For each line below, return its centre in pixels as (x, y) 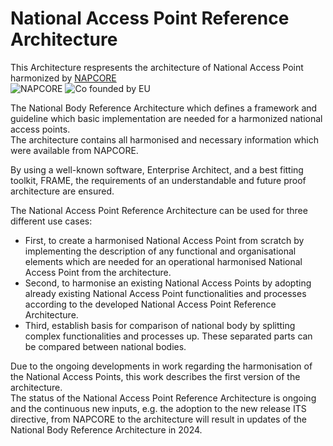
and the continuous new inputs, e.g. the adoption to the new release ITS (158, 408)
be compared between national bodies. (105, 346)
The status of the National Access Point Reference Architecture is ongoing (163, 398)
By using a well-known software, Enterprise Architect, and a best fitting (157, 169)
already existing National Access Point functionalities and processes (165, 293)
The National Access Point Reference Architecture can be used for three (159, 210)
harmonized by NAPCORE (63, 78)
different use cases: (51, 221)
